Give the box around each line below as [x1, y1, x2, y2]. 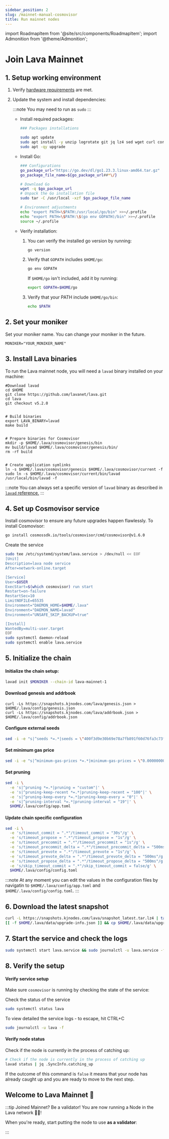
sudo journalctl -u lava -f [5, 1025, 64, 1030]
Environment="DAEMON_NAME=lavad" [5, 607, 75, 612]
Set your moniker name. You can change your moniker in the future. [5, 331, 146, 337]
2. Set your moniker [5, 318, 68, 326]
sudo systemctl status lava [5, 1007, 64, 1012]
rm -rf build [5, 449, 33, 454]
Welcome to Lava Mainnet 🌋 [5, 1091, 94, 1099]
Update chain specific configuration [5, 814, 82, 821]
